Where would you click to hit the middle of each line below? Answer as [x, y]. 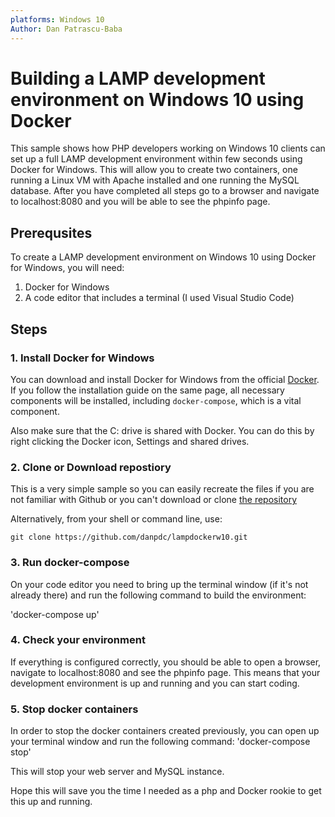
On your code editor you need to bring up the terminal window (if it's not [159, 584]
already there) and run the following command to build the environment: [158, 595]
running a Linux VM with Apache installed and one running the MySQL [155, 180]
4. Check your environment [78, 640]
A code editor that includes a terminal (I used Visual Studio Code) [159, 298]
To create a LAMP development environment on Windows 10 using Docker [163, 257]
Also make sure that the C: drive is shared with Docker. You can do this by [162, 430]
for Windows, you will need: [67, 268]
